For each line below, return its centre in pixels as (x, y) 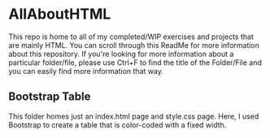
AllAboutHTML (60, 14)
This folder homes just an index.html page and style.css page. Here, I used (134, 116)
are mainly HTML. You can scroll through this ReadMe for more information (134, 45)
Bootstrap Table (50, 97)
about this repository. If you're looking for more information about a (121, 54)
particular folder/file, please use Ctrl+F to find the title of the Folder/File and (135, 63)
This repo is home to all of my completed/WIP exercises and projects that (131, 37)
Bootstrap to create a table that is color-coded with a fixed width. (118, 125)
